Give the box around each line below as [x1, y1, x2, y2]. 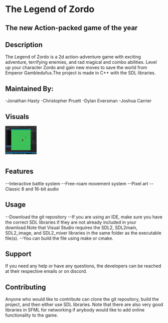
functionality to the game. [5, 312, 59, 318]
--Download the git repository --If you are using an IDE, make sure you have [5, 213, 163, 220]
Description [5, 40, 43, 49]
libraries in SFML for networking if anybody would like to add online [5, 307, 145, 313]
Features [5, 167, 34, 176]
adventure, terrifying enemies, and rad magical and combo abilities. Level [5, 59, 157, 65]
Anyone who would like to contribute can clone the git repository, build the [5, 296, 159, 302]
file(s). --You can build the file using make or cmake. [5, 235, 114, 241]
